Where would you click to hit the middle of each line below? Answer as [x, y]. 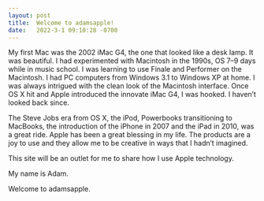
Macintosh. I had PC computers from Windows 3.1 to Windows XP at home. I [132, 78]
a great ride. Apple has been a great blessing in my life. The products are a [129, 135]
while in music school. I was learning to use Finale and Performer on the [125, 69]
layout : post [30, 15]
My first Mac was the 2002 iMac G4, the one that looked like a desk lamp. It [131, 53]
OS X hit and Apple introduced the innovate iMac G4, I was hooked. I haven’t [132, 95]
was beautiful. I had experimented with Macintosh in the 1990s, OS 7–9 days [132, 61]
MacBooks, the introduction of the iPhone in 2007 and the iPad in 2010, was [131, 126]
